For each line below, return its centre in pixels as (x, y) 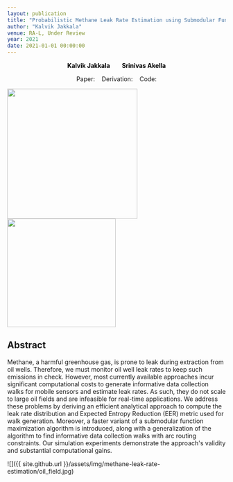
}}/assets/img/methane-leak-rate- (112, 464)
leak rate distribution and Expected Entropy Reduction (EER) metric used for (115, 413)
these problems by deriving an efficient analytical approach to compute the (115, 406)
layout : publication (37, 14)
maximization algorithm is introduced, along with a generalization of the (109, 428)
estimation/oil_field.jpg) (41, 471)
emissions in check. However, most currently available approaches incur (111, 377)
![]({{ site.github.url (35, 464)
